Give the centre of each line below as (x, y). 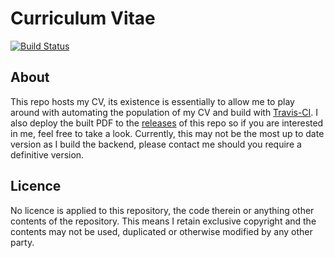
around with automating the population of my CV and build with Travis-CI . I (164, 112)
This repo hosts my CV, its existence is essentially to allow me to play (152, 101)
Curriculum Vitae (83, 18)
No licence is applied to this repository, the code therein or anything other (162, 210)
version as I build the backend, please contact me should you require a (156, 144)
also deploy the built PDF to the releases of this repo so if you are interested (167, 123)
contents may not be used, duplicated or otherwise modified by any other (161, 231)
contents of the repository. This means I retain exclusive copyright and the (163, 221)
